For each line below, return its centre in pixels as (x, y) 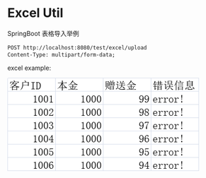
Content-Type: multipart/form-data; (61, 54)
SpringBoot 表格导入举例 (43, 33)
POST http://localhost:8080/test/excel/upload (77, 47)
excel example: (29, 68)
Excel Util (35, 13)
